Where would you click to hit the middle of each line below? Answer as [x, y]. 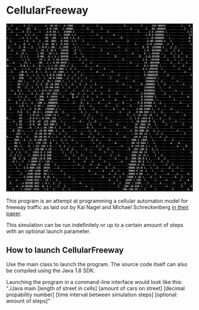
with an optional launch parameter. [48, 231]
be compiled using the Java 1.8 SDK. [51, 271]
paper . [14, 213]
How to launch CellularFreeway [65, 250]
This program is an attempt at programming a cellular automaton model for [97, 201]
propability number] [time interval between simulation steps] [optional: [92, 295]
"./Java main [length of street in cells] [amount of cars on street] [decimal [96, 288]
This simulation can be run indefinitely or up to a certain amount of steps [95, 225]
